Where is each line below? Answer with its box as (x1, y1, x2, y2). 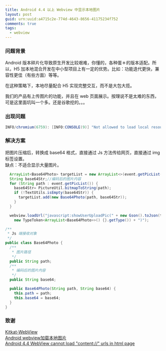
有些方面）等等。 (26, 72, 62, 78)
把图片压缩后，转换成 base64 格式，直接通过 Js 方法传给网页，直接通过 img (5, 149, 161, 155)
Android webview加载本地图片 (5, 335, 67, 341)
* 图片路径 (11, 249, 31, 254)
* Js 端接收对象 (7, 231, 37, 236)
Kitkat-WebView (5, 329, 38, 335)
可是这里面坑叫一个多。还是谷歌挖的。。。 (5, 100, 87, 106)
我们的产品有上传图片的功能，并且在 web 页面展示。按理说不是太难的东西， (5, 93, 159, 99)
